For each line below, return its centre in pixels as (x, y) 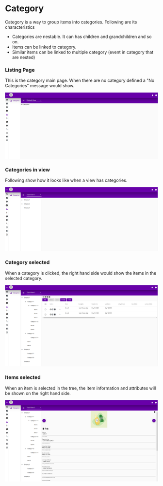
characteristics (20, 27)
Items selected (23, 377)
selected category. (24, 278)
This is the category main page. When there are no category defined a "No (80, 80)
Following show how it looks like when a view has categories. (66, 180)
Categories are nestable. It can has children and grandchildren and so (82, 37)
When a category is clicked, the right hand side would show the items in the (81, 273)
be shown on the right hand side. (38, 393)
